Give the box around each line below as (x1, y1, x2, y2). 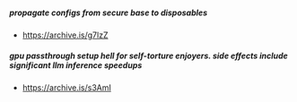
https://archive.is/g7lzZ (22, 30, 109, 40)
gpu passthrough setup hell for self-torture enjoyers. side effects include (9, 50, 289, 61)
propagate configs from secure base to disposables (9, 7, 208, 18)
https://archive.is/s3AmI (22, 81, 112, 93)
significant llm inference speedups (9, 59, 143, 71)
